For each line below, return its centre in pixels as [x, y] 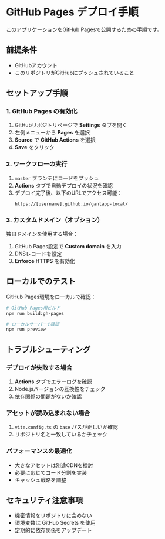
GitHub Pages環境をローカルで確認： [51, 297]
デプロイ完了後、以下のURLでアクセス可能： [68, 193]
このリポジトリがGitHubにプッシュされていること [75, 73]
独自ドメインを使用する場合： [42, 234]
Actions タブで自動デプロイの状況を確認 [64, 185]
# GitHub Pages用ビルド [33, 308]
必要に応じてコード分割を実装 [50, 472]
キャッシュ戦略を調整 [40, 480]
